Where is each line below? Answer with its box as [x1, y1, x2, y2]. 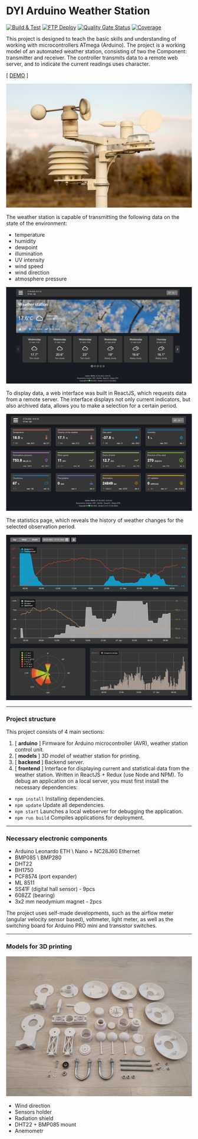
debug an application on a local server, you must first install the [14, 777, 169, 785]
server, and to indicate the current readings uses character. [6, 60, 150, 67]
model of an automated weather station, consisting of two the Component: [6, 47, 187, 54]
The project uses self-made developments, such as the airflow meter [6, 909, 174, 917]
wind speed [14, 262, 44, 270]
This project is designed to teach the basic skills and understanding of [6, 35, 177, 42]
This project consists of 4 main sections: [6, 728, 105, 735]
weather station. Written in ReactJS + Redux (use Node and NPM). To [14, 771, 184, 778]
